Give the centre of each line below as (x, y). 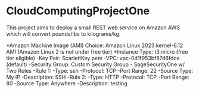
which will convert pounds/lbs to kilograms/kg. (63, 33)
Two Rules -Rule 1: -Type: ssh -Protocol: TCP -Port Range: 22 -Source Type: (100, 70)
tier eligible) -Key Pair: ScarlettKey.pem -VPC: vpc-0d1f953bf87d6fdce (93, 58)
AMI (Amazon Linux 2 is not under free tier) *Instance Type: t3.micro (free (97, 51)
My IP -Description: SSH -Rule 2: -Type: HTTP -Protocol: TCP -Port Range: (98, 77)
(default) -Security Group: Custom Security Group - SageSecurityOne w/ (95, 64)
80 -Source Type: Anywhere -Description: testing (67, 83)
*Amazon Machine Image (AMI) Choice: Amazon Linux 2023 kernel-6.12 (95, 45)
